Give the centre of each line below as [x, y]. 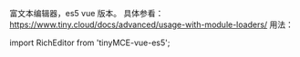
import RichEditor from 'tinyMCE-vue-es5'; [90, 43]
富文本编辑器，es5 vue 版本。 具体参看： [87, 13]
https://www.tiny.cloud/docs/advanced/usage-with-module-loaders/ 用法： [152, 24]
